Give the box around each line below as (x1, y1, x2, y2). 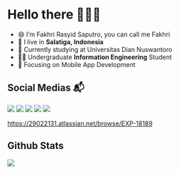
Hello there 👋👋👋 (7, 6, 102, 23)
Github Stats (7, 140, 64, 152)
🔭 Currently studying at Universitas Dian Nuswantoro (17, 45, 173, 53)
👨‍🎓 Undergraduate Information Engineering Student (17, 53, 173, 61)
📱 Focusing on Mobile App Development (17, 60, 136, 68)
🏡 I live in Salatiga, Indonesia (17, 37, 104, 46)
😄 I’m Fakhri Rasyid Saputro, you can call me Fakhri (17, 30, 170, 39)
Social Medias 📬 (7, 82, 85, 94)
